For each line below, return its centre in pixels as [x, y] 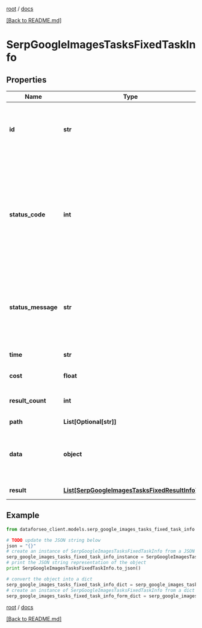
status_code [27, 215]
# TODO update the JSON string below [54, 540]
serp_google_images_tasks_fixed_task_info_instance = [75, 557]
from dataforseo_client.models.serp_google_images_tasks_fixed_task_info [101, 529]
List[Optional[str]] [90, 422]
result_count [28, 400]
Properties [26, 80]
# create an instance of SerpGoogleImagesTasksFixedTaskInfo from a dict [101, 590]
